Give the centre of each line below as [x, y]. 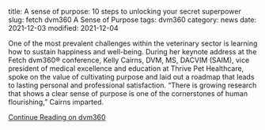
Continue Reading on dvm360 [57, 117]
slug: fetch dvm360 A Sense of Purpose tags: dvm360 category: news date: [132, 20]
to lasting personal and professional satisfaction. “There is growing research [132, 85]
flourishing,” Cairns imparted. [56, 102]
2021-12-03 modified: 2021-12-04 [63, 28]
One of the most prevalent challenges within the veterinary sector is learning [133, 43]
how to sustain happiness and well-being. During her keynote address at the [132, 52]
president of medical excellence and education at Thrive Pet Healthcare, [126, 69]
